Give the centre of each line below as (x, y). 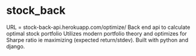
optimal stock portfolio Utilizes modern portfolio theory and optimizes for (96, 33)
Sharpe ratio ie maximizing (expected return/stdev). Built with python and (97, 40)
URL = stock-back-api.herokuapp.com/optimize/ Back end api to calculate (98, 27)
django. (16, 46)
